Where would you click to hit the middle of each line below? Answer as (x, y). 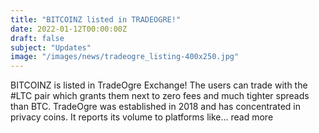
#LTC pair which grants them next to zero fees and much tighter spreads (160, 96)
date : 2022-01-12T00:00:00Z (69, 29)
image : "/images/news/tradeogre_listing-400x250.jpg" (125, 57)
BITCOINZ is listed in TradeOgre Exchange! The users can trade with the (159, 85)
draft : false (37, 38)
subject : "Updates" (51, 47)
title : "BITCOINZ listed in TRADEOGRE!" (96, 19)
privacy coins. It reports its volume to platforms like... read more (142, 117)
